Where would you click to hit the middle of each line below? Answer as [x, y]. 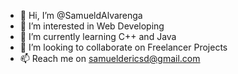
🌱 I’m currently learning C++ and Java [98, 36]
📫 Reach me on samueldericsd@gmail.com [110, 58]
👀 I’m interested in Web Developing [92, 26]
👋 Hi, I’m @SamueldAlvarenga [81, 15]
